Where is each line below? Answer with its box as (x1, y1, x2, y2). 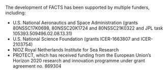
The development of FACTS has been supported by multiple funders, (5, 5, 150, 10)
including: (5, 10, 26, 16)
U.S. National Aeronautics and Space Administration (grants (12, 20, 138, 26)
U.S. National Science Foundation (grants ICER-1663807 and (12, 36, 140, 42)
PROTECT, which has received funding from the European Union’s (12, 52, 151, 58)
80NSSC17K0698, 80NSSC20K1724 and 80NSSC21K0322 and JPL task (12, 25, 163, 31)
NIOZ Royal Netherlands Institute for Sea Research (12, 47, 119, 53)
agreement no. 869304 (12, 63, 62, 69)
